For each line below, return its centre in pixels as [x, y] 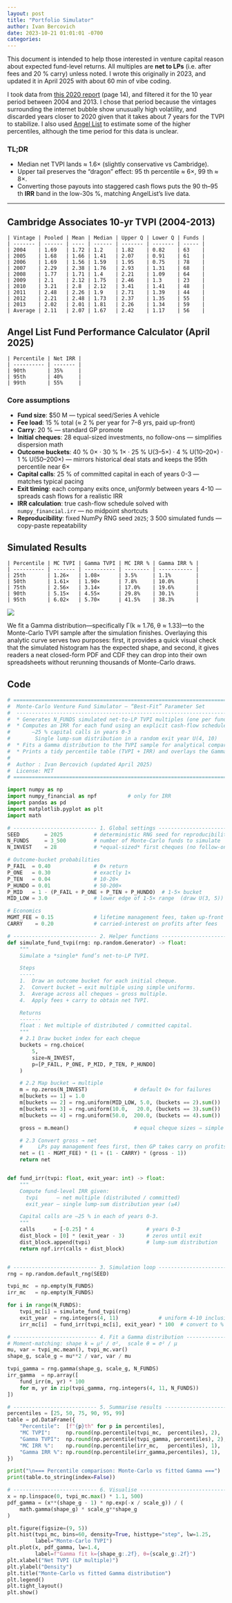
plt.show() [23, 1593]
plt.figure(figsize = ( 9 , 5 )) [48, 1528]
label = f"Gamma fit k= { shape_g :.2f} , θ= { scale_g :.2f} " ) [115, 1554]
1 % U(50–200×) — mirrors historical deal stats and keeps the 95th [112, 459]
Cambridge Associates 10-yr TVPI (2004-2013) [111, 222]
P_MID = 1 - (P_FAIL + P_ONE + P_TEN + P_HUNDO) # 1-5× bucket [105, 892]
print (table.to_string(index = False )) [61, 1478]
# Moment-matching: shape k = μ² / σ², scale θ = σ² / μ [92, 1343]
